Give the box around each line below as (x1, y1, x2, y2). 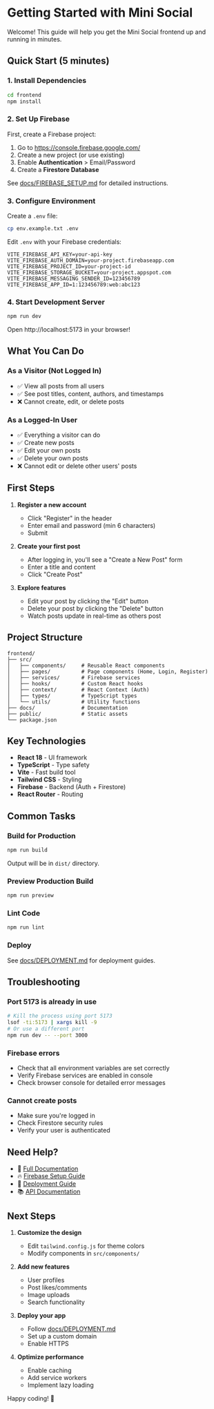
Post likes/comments (27, 1283, 88, 1292)
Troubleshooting (7, 976, 81, 988)
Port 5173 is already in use (7, 996, 97, 1006)
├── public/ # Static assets (7, 710, 128, 717)
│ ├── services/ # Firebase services (7, 674, 140, 681)
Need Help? (7, 1146, 59, 1158)
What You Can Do (7, 346, 84, 357)
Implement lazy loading (27, 1381, 95, 1390)
